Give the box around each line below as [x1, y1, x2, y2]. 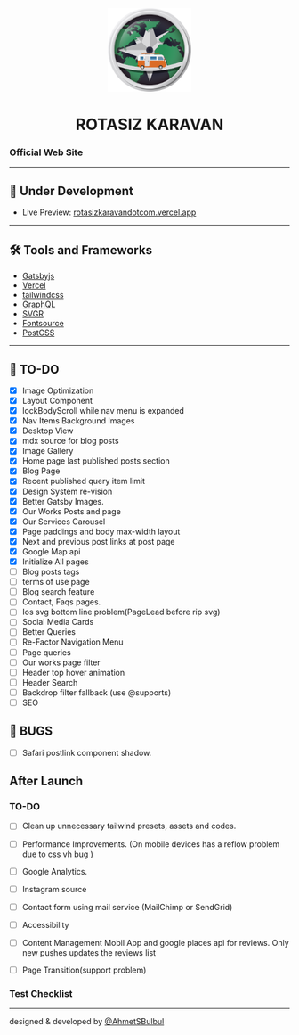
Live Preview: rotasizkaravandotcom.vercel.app [21, 207, 197, 218]
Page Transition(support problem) [21, 965, 147, 975]
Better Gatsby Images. [21, 496, 104, 506]
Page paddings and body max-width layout [21, 526, 181, 537]
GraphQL [21, 299, 56, 310]
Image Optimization [21, 385, 94, 396]
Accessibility [21, 919, 69, 930]
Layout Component [21, 395, 93, 406]
